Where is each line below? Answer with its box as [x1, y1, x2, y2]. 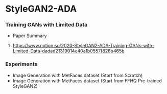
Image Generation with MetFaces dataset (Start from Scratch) [12, 72, 143, 78]
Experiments [5, 60, 38, 68]
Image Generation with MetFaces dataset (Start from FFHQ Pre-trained [12, 77, 162, 84]
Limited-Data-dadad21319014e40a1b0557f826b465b [12, 48, 125, 54]
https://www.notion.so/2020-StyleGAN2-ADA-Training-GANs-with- [12, 43, 155, 49]
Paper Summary [12, 33, 47, 39]
